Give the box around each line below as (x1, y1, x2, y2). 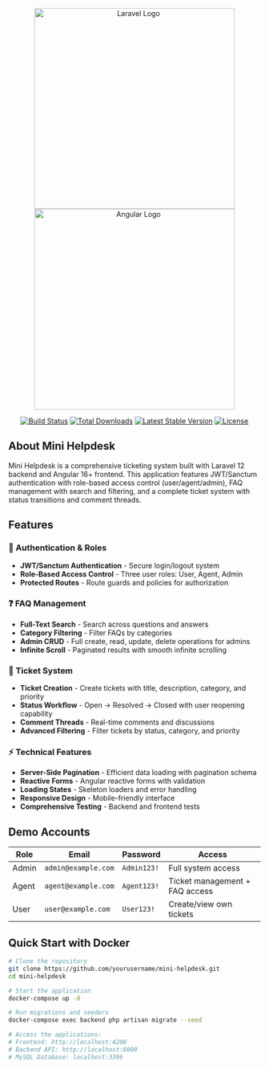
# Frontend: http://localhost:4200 (8, 1038, 127, 1047)
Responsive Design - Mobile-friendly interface (19, 794, 175, 803)
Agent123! (122, 882, 159, 891)
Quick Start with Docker (8, 936, 130, 949)
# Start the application (8, 986, 91, 995)
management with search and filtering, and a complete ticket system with (8, 486, 251, 496)
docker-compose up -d (8, 994, 81, 1002)
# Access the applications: (8, 1030, 102, 1039)
